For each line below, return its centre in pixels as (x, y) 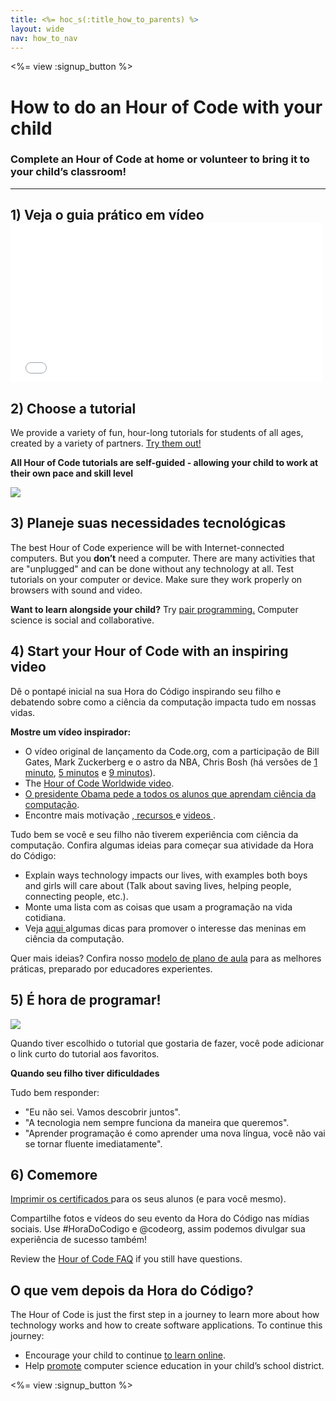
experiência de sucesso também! (79, 1240)
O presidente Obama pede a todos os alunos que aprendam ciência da (170, 793)
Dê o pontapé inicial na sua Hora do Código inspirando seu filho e (146, 691)
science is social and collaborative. (82, 620)
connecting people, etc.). (76, 896)
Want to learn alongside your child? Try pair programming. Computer (154, 609)
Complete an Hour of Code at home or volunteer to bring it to (160, 159)
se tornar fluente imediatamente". (93, 1143)
